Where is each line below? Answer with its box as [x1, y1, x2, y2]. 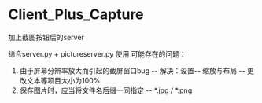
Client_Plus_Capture [8, 6, 144, 24]
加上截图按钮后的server [8, 32, 85, 42]
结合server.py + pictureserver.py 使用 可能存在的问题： [8, 49, 186, 58]
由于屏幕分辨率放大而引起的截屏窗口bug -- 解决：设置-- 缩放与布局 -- [19, 65, 245, 75]
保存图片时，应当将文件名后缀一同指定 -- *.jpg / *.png [19, 85, 193, 95]
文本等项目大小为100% [26, 75, 101, 85]
